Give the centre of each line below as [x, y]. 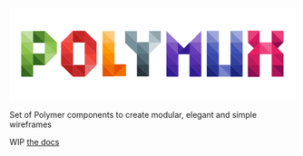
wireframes [31, 124]
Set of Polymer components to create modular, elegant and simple [133, 115]
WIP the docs [34, 142]
